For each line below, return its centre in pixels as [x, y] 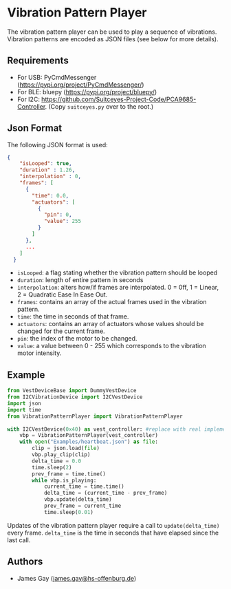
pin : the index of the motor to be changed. [77, 339]
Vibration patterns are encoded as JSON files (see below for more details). [113, 39]
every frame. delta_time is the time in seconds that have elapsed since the [113, 533]
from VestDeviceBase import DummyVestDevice [72, 391]
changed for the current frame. [61, 331]
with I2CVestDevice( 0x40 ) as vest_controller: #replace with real [104, 429]
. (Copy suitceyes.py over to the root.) [99, 106]
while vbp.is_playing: [64, 480]
